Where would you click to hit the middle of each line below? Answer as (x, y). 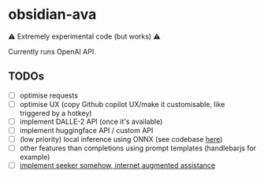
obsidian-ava (52, 15)
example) (35, 157)
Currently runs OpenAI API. (52, 51)
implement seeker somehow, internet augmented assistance (117, 165)
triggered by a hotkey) (56, 113)
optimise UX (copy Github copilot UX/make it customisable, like (122, 104)
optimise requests (49, 95)
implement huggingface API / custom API (86, 130)
